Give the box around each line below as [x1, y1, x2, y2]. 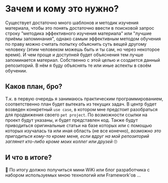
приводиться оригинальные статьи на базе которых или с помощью [5, 122, 152, 128]
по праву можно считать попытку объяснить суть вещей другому [5, 41, 147, 47]
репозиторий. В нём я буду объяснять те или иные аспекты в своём [5, 62, 151, 68]
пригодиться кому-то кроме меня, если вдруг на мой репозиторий [5, 133, 149, 139]
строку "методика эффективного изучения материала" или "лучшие [5, 30, 152, 36]
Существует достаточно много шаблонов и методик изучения [5, 20, 139, 26]
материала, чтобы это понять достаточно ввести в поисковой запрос [5, 25, 154, 31]
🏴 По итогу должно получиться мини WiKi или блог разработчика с [5, 166, 150, 172]
